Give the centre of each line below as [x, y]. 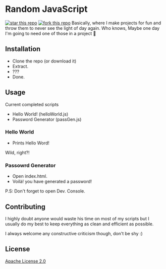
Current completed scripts [32, 104]
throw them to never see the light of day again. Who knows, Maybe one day [82, 28]
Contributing [25, 207]
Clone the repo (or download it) [44, 61]
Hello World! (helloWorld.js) [40, 114]
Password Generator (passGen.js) [47, 119]
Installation [23, 49]
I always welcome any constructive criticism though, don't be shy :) [74, 233]
